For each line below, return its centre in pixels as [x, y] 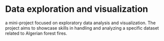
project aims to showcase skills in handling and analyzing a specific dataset [82, 28]
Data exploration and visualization [77, 9]
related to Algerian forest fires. [36, 33]
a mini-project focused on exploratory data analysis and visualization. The [81, 23]
